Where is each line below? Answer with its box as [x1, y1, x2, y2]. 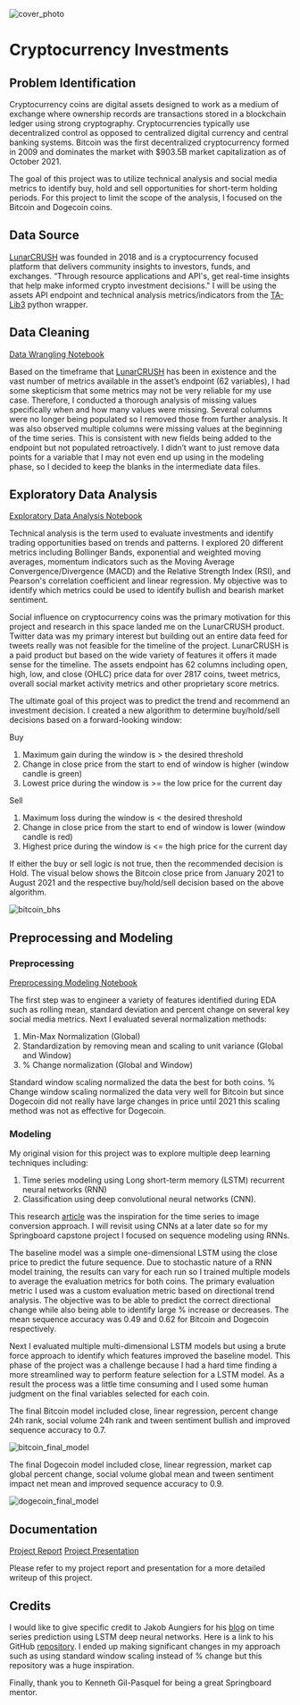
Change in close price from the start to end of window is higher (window [21, 759, 289, 769]
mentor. [9, 1687, 37, 1698]
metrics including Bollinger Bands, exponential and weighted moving [9, 547, 262, 558]
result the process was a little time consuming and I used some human [9, 1378, 269, 1390]
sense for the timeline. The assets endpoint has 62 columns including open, [9, 659, 288, 670]
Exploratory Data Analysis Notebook [9, 511, 143, 522]
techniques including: [9, 1158, 89, 1168]
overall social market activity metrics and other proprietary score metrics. [9, 678, 279, 689]
